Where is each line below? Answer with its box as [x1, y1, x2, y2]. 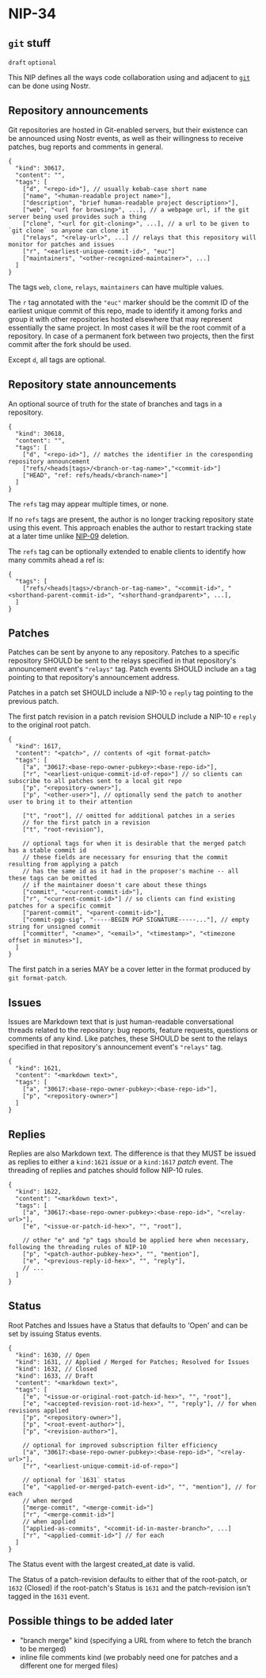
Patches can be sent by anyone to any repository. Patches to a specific [8, 648, 240, 657]
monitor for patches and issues [8, 240, 115, 248]
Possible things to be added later [8, 1615, 174, 1628]
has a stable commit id [8, 847, 87, 854]
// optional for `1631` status [22, 1476, 126, 1484]
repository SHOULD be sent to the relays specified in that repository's [8, 656, 237, 666]
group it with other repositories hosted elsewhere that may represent [8, 314, 233, 323]
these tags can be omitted [8, 874, 97, 882]
